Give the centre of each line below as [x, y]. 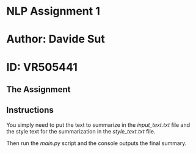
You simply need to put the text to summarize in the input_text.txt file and [98, 125]
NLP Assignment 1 [53, 11]
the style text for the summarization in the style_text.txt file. [81, 131]
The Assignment [39, 89]
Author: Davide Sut [56, 39]
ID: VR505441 [42, 67]
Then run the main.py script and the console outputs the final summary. [96, 143]
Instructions [30, 110]
